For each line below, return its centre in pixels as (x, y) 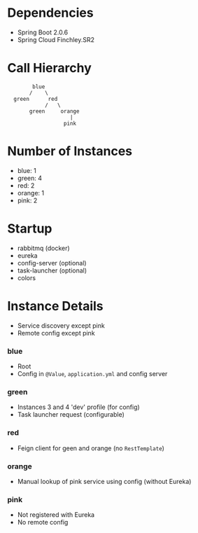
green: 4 (30, 178)
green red (36, 99)
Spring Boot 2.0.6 (43, 32)
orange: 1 (31, 193)
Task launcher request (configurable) (71, 415)
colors (27, 277)
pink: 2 (27, 200)
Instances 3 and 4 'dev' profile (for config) (78, 407)
